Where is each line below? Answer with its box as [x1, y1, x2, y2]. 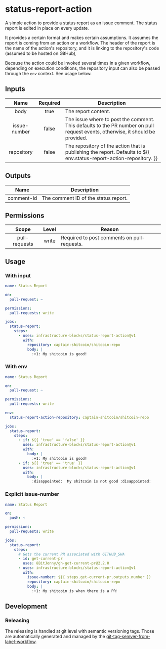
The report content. [65, 108, 110, 115]
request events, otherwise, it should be [65, 128, 156, 135]
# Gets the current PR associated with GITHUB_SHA [18, 552, 125, 557]
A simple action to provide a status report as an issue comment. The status [5, 20, 158, 26]
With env [5, 363, 27, 370]
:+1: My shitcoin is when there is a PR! [31, 588, 119, 594]
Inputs [5, 85, 26, 93]
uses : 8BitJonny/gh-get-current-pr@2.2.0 [23, 561, 110, 566]
